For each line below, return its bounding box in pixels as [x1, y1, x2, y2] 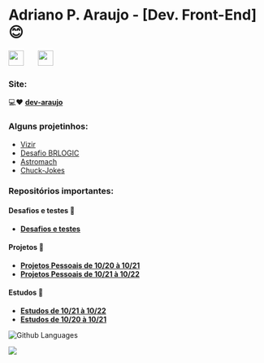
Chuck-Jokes [19, 165, 65, 175]
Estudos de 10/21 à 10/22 [19, 306, 107, 316]
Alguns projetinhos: [8, 120, 89, 132]
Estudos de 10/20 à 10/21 [19, 315, 107, 325]
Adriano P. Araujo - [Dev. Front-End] [8, 6, 258, 24]
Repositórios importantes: [8, 186, 114, 197]
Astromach [19, 156, 58, 166]
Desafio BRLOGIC [19, 148, 80, 158]
